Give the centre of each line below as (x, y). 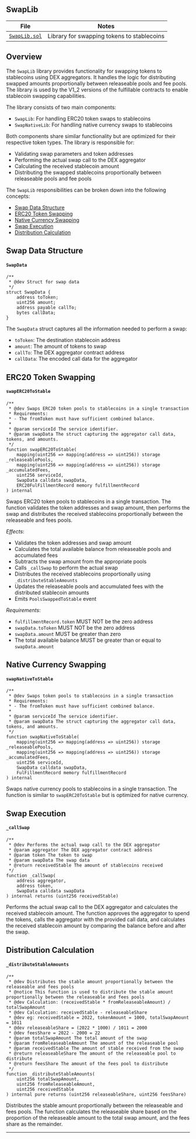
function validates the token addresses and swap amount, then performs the (98, 507)
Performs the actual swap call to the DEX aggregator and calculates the (92, 907)
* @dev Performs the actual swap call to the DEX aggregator (84, 845)
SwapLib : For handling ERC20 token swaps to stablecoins (83, 118)
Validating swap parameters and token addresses (74, 153)
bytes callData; (36, 313)
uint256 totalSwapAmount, (48, 1079)
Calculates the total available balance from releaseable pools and (93, 549)
